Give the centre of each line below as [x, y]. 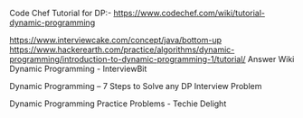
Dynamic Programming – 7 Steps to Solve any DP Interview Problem [136, 86]
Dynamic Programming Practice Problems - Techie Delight [118, 104]
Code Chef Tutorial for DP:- [61, 13]
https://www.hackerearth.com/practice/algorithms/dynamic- [122, 50]
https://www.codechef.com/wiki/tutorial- [189, 13]
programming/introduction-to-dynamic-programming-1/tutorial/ [128, 59]
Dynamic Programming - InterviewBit [78, 68]
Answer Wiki [271, 59]
